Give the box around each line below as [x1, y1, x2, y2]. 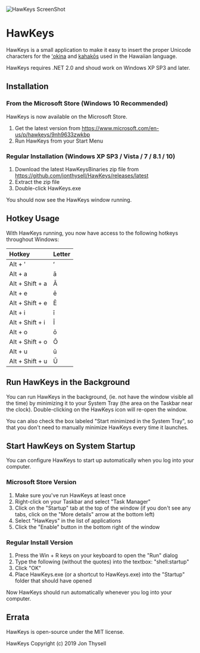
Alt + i [9, 308, 26, 316]
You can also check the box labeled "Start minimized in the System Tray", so [6, 417, 193, 424]
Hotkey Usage [6, 214, 60, 224]
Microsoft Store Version [6, 478, 77, 486]
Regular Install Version [6, 538, 73, 546]
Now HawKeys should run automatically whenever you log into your [6, 589, 172, 596]
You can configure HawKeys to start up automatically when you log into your [6, 457, 194, 464]
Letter [53, 250, 71, 258]
